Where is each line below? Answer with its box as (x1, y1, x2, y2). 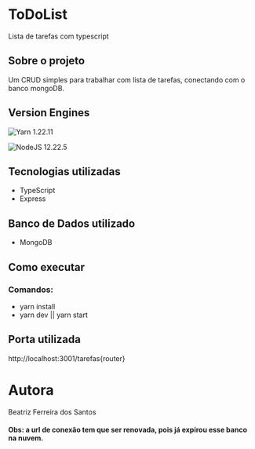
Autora (8, 381, 54, 399)
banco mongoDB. (8, 83, 65, 93)
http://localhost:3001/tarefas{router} (8, 353, 126, 363)
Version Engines (8, 106, 90, 119)
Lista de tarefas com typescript (8, 31, 110, 41)
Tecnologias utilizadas (8, 165, 121, 178)
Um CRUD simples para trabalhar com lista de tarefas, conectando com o (8, 75, 246, 84)
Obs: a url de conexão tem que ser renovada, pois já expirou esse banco (8, 425, 247, 435)
